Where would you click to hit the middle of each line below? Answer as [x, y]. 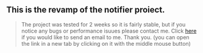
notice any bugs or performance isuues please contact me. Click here [109, 31]
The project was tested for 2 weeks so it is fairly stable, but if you [103, 24]
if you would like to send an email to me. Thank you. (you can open [105, 37]
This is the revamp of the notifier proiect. [86, 10]
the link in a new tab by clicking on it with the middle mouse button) [106, 43]
